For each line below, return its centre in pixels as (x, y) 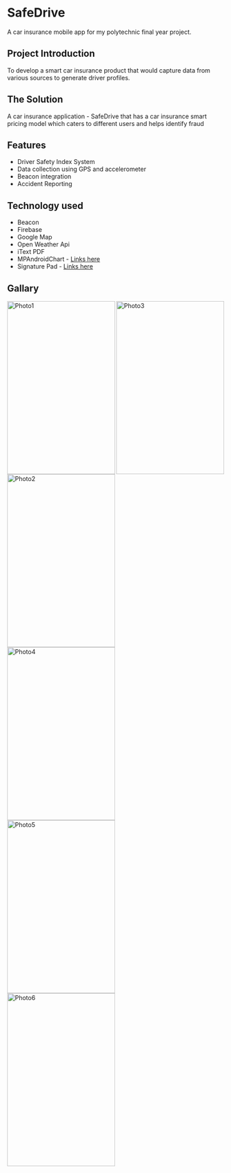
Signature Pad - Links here (55, 266)
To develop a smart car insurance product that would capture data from (109, 70)
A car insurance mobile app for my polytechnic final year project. (99, 32)
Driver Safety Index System (56, 162)
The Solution (35, 99)
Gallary (23, 288)
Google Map (35, 237)
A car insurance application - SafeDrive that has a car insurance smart (107, 116)
